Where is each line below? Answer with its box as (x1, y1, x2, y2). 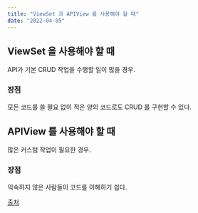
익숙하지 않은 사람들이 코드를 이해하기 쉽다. (7, 182, 127, 191)
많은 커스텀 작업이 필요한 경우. (7, 145, 91, 154)
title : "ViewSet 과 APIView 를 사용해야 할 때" (7, 10, 140, 18)
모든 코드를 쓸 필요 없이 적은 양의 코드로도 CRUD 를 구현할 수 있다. (7, 103, 192, 111)
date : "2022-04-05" (7, 17, 66, 24)
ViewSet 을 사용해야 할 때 (7, 45, 115, 57)
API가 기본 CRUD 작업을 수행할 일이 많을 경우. (7, 66, 135, 74)
